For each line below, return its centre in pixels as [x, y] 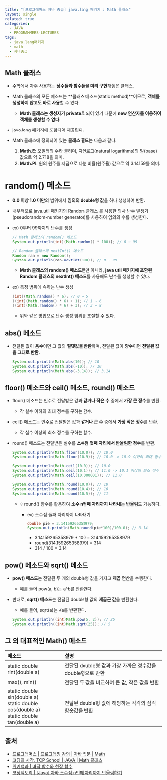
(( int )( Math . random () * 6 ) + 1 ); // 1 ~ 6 [57, 301]
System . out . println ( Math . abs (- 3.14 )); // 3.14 [61, 371]
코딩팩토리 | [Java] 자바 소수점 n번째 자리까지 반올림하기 [67, 773]
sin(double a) [23, 697]
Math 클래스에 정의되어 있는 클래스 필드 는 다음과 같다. [64, 140]
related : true [20, 19]
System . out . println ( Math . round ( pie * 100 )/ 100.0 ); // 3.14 [87, 528]
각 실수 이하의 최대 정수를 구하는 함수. [56, 411]
